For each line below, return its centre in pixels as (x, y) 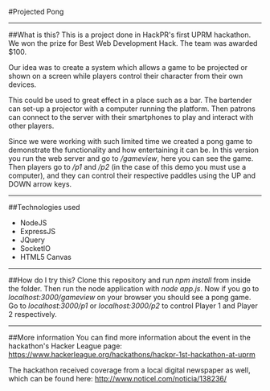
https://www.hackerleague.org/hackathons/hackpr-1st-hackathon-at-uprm (132, 354)
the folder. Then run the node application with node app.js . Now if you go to (134, 288)
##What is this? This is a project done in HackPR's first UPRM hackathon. (130, 35)
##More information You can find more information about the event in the (129, 337)
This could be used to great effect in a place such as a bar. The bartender (130, 100)
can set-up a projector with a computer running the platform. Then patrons (132, 109)
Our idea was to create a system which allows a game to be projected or (128, 67)
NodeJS (33, 223)
